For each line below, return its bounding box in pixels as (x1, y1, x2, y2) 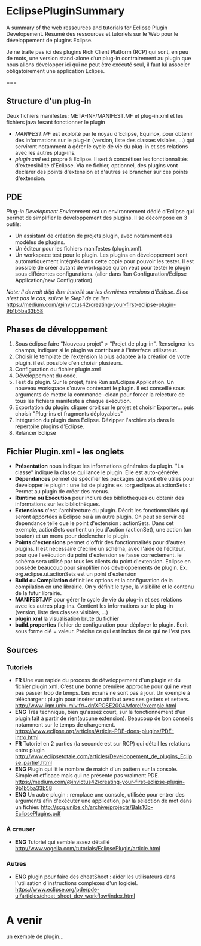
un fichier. (14, 803, 40, 811)
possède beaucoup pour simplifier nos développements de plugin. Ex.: (14, 564, 190, 572)
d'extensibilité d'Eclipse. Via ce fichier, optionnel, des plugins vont (14, 161, 178, 169)
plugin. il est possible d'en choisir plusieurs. (14, 359, 123, 367)
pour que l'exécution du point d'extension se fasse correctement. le (14, 551, 182, 559)
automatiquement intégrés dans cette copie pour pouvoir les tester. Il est (14, 257, 194, 264)
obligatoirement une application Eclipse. (6, 67, 105, 74)
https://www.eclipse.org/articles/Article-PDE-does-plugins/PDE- (14, 727, 175, 734)
